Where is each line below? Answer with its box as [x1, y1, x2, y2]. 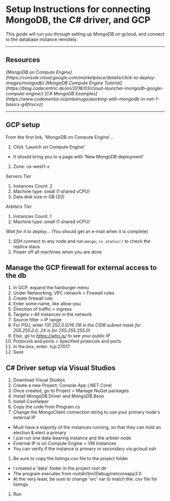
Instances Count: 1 [13, 213, 52, 219]
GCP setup [6, 121, 40, 129]
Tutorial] [104, 80, 123, 86]
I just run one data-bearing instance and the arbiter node [13, 435, 132, 441]
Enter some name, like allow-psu [13, 301, 81, 307]
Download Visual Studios [13, 377, 65, 383]
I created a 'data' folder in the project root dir [13, 465, 107, 471]
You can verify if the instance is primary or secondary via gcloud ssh [13, 446, 156, 452]
